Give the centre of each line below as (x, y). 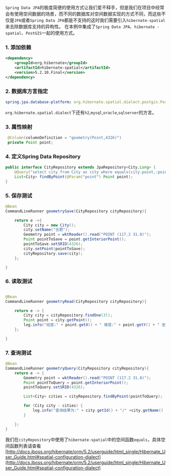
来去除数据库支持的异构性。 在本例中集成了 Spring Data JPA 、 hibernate (80, 26)
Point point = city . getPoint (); (58, 320)
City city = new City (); (50, 225)
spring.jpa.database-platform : (38, 102)
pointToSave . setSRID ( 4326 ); (53, 244)
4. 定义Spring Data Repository (43, 156)
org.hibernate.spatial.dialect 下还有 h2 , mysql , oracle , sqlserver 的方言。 (81, 112)
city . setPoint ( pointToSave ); (54, 248)
